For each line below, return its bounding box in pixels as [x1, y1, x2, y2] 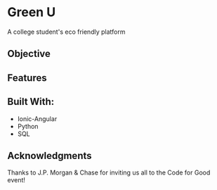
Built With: [7, 96, 55, 108]
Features [7, 72, 47, 84]
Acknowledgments [7, 149, 93, 162]
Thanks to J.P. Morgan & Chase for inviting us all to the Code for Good [7, 168, 211, 177]
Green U [7, 4, 56, 20]
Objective [7, 48, 51, 60]
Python [17, 122, 39, 130]
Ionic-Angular [17, 114, 58, 123]
